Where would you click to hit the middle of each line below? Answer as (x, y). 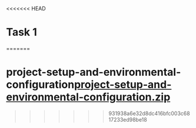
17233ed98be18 (128, 119)
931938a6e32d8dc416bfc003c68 (149, 113)
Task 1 (21, 32)
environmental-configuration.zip (88, 97)
